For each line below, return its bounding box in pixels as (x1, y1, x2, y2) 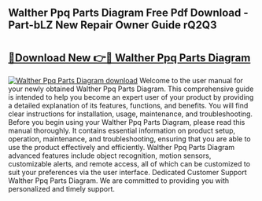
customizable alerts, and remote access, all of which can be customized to (8, 159, 250, 168)
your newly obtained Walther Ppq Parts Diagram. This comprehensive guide (8, 84, 254, 93)
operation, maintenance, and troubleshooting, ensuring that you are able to (8, 134, 252, 144)
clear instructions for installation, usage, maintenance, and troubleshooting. (8, 109, 253, 119)
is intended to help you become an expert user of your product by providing (8, 93, 254, 101)
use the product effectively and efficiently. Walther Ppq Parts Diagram (8, 143, 235, 152)
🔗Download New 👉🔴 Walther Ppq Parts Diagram (8, 51, 251, 64)
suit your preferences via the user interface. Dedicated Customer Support (8, 168, 248, 177)
